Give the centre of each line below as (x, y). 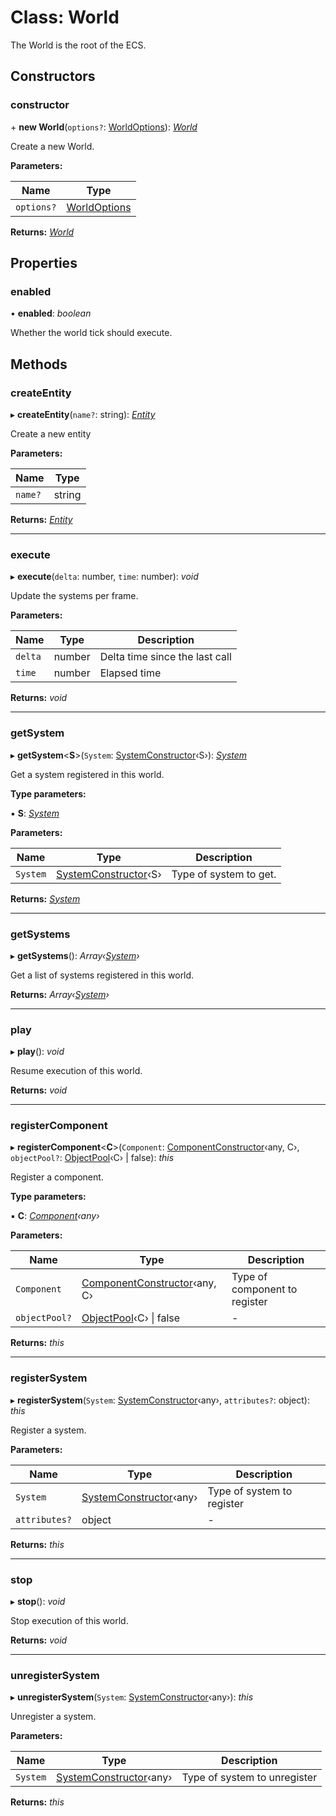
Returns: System (45, 898)
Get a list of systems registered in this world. (102, 975)
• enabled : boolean (51, 313)
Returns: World (42, 232)
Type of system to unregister (249, 1778)
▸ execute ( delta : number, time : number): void (104, 577)
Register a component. (57, 1177)
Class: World (65, 17)
